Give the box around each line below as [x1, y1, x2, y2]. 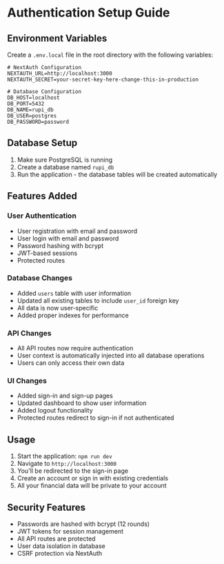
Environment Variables [7, 32, 108, 44]
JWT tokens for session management [17, 527, 124, 536]
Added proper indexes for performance [17, 311, 129, 319]
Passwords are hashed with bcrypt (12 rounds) [17, 520, 150, 528]
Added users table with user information [17, 289, 132, 297]
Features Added [7, 190, 78, 202]
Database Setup [7, 137, 78, 149]
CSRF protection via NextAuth [17, 549, 103, 558]
